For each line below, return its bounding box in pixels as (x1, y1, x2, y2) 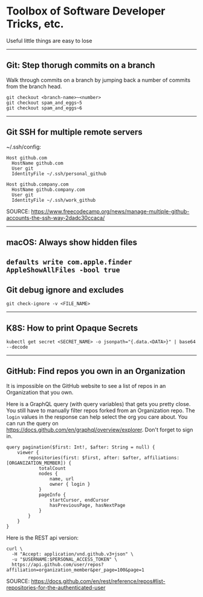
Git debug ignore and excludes (6, 285, 124, 295)
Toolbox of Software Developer (6, 4, 166, 18)
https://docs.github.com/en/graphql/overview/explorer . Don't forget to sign (6, 426, 193, 433)
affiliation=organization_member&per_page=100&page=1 (6, 567, 145, 573)
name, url (49, 476, 74, 482)
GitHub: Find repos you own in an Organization (6, 366, 185, 376)
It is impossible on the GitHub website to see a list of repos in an (6, 382, 166, 389)
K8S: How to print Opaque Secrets (6, 323, 138, 333)
